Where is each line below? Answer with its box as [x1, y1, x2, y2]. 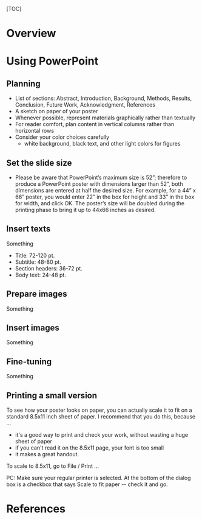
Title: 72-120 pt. [15, 252, 55, 259]
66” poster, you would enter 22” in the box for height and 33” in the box [15, 193, 195, 200]
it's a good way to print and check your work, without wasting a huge [15, 431, 189, 439]
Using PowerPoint [6, 54, 99, 68]
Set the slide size [6, 158, 72, 168]
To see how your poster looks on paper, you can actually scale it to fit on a [6, 406, 192, 414]
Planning [6, 79, 41, 89]
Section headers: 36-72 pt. [15, 264, 83, 272]
